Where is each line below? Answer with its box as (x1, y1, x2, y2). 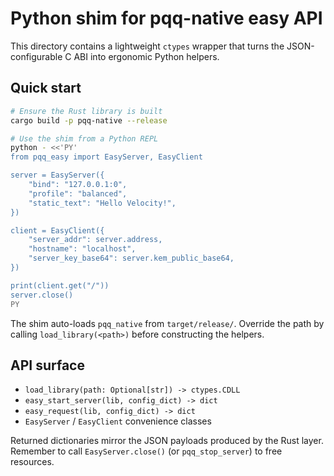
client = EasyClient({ (10, 225, 105, 236)
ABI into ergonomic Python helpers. (73, 50, 220, 62)
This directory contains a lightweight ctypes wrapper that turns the (10, 40, 285, 52)
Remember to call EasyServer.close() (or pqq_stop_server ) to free (10, 445, 283, 457)
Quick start (10, 80, 82, 97)
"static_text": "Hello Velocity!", (28, 198, 177, 208)
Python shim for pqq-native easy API (10, 7, 323, 30)
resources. (10, 456, 55, 468)
